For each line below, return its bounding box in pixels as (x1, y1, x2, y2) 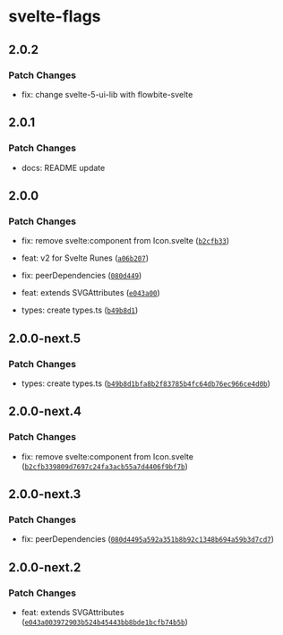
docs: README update (21, 162, 106, 173)
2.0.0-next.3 (8, 486, 81, 502)
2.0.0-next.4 (8, 404, 82, 419)
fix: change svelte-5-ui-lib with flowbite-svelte (21, 89, 193, 99)
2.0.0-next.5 (8, 330, 81, 346)
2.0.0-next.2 (8, 560, 81, 575)
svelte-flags (8, 6, 101, 27)
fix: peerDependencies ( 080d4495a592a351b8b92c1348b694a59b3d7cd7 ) (21, 534, 275, 545)
